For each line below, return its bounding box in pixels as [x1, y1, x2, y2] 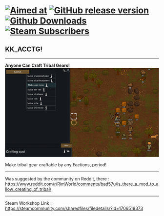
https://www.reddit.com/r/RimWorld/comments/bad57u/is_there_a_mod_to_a [5, 181, 159, 187]
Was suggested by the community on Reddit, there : [5, 176, 110, 181]
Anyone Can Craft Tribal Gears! [5, 62, 70, 68]
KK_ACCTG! [5, 45, 43, 53]
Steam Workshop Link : [5, 200, 52, 206]
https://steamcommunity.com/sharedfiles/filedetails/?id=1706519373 [5, 205, 143, 211]
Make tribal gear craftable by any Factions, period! [5, 161, 106, 168]
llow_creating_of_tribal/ [5, 186, 52, 192]
